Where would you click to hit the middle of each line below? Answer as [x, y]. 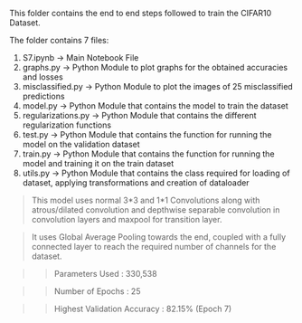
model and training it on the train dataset [98, 163]
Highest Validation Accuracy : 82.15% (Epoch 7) [143, 309]
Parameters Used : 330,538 [105, 274]
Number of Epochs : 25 [97, 291]
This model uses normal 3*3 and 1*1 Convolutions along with [146, 200]
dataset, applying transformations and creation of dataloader [136, 183]
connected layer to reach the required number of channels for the [154, 247]
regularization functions [66, 125]
